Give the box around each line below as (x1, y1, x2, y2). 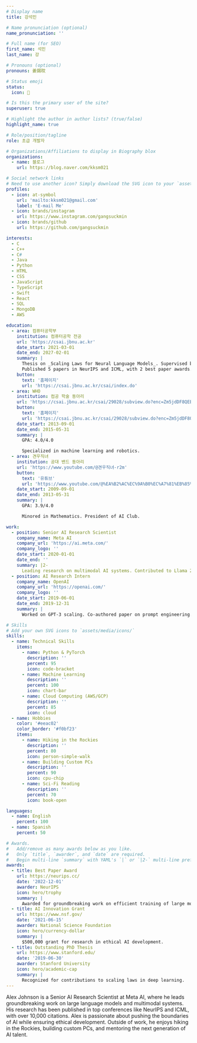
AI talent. (6, 1031, 28, 1038)
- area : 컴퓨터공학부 (11, 328, 57, 334)
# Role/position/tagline (6, 132, 67, 138)
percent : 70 (27, 792, 57, 798)
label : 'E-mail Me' (16, 202, 64, 209)
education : (6, 323, 33, 328)
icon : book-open (27, 797, 67, 803)
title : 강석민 (6, 14, 37, 20)
